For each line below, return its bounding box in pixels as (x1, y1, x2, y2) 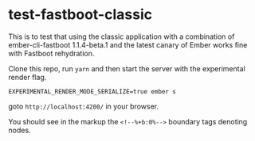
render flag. (8, 72, 47, 82)
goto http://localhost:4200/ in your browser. (8, 101, 159, 111)
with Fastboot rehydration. (8, 48, 95, 58)
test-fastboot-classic (8, 6, 153, 24)
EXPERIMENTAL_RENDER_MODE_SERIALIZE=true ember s (8, 87, 177, 96)
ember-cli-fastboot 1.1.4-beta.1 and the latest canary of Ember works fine (8, 40, 248, 49)
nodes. (8, 125, 31, 135)
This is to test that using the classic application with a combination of (8, 32, 235, 41)
